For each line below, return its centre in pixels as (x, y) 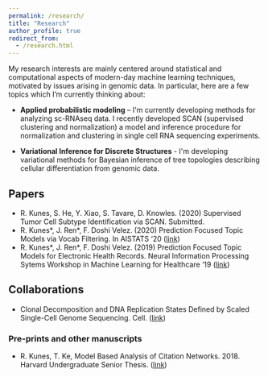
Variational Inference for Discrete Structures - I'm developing (124, 151)
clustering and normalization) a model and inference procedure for (130, 127)
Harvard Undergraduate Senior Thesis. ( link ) (93, 365)
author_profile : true (45, 31)
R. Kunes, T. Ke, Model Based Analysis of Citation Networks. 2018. (130, 356)
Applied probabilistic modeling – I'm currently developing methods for (138, 110)
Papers (27, 194)
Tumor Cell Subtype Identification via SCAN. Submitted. (112, 222)
